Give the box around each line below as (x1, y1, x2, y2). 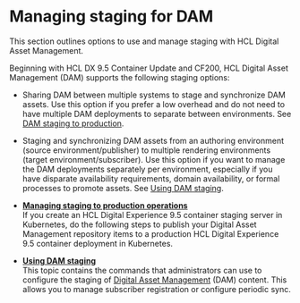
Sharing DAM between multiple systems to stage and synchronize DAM (21, 89, 287, 100)
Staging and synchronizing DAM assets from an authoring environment (21, 135, 285, 146)
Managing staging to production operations (21, 199, 188, 211)
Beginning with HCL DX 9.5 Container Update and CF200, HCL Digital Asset (9, 63, 288, 73)
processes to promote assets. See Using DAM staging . (21, 182, 224, 193)
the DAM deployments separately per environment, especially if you (21, 164, 273, 174)
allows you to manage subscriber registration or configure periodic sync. (21, 283, 291, 294)
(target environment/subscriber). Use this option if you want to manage (21, 154, 286, 164)
